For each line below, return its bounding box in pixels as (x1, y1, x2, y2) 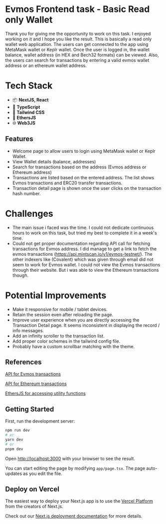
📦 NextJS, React (12, 96, 49, 103)
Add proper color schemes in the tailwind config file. (12, 338, 121, 344)
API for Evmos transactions (5, 371, 61, 377)
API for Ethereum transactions (5, 381, 67, 387)
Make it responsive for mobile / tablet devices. (12, 306, 108, 312)
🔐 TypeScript (12, 104, 40, 110)
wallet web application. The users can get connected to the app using (5, 41, 149, 47)
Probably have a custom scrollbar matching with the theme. (12, 343, 135, 349)
